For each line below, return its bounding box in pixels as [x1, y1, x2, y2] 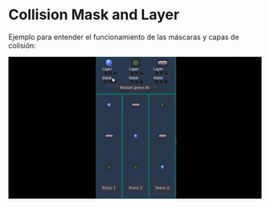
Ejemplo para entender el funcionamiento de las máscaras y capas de [8, 32, 239, 42]
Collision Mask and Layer [8, 6, 180, 24]
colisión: [8, 40, 36, 50]
